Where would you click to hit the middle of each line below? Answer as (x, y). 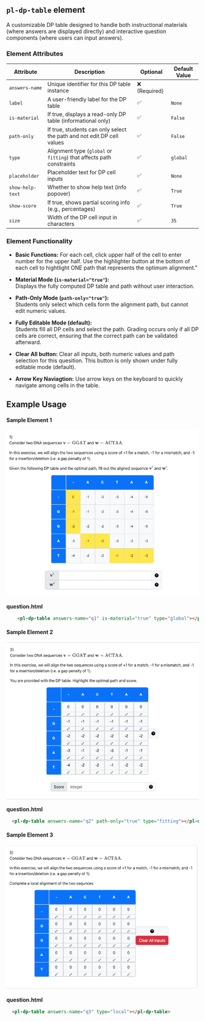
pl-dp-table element (46, 10)
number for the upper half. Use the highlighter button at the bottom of (103, 261)
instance (58, 90)
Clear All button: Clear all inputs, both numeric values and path (95, 354)
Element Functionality (40, 241)
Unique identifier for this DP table (89, 84)
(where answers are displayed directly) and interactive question (86, 31)
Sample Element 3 (30, 835)
